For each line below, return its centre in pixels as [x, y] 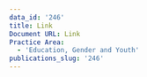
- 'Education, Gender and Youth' [78, 50]
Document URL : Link [45, 34]
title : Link [31, 26]
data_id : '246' [37, 17]
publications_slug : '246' [56, 58]
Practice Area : [37, 42]
